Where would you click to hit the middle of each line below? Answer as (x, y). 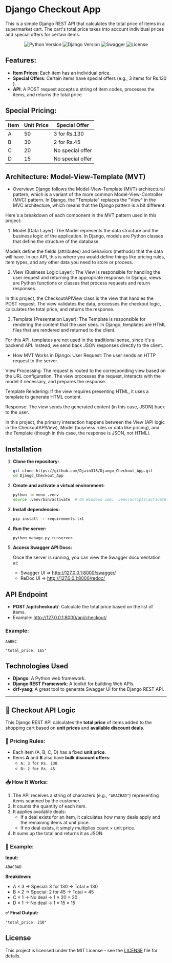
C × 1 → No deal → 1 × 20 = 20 (45, 898)
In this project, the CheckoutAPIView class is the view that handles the (79, 298)
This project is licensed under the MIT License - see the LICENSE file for (81, 950)
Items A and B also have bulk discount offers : (61, 758)
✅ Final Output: (22, 913)
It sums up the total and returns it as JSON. (58, 833)
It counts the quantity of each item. (50, 806)
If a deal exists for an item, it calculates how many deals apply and (90, 817)
